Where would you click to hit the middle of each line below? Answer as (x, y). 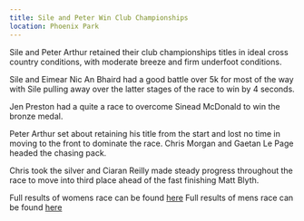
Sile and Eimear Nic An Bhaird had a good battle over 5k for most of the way (152, 79)
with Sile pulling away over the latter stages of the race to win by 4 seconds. (152, 89)
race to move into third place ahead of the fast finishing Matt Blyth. (134, 180)
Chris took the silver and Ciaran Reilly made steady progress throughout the (151, 170)
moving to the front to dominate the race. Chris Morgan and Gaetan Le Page (152, 143)
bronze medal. (36, 116)
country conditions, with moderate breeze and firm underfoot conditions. (146, 62)
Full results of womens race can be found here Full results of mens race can (152, 197)
